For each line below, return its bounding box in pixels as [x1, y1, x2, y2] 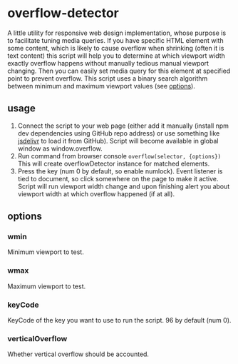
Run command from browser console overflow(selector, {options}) [17, 151, 222, 160]
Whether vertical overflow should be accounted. [7, 350, 150, 358]
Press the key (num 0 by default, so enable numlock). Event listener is [17, 166, 223, 176]
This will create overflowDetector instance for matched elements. [17, 159, 210, 168]
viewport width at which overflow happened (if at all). [17, 189, 175, 198]
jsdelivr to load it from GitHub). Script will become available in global [17, 136, 219, 145]
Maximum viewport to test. [7, 282, 86, 290]
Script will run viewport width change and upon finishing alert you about [17, 182, 230, 191]
